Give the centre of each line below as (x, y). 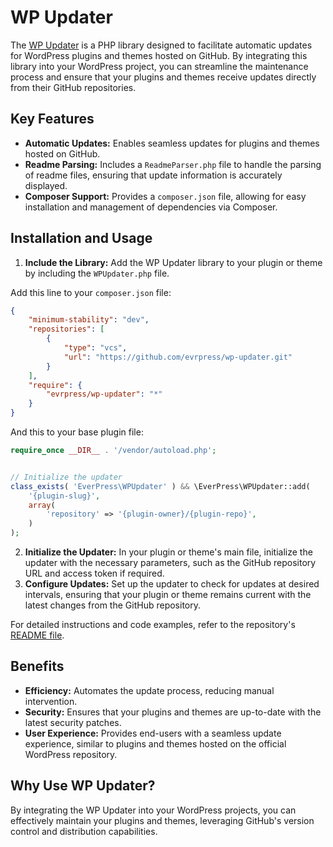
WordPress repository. (71, 754)
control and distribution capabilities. (84, 831)
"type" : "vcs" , (95, 348)
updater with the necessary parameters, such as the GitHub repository (170, 563)
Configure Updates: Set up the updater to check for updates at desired (172, 584)
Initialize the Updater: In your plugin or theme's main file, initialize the (168, 552)
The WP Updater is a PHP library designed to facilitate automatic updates (161, 45)
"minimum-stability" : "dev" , (89, 320)
